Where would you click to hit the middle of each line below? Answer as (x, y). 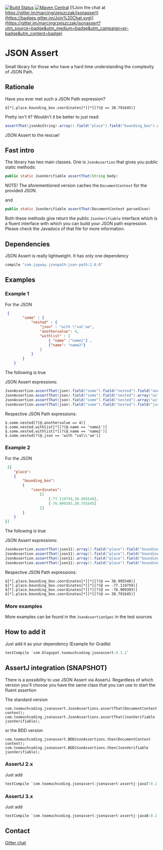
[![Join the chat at (88, 8)
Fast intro (20, 150)
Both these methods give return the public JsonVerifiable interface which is (81, 218)
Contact (17, 831)
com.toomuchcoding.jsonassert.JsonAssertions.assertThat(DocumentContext (81, 708)
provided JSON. (21, 191)
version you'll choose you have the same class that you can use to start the (80, 685)
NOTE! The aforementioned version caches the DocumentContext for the (76, 186)
